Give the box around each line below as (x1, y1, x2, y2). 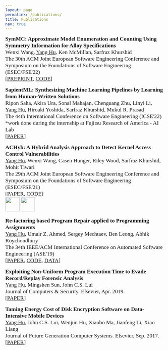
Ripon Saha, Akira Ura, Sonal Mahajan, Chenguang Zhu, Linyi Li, (5, 100, 152, 107)
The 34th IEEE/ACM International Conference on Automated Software (5, 244, 163, 251)
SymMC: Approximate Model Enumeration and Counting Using (5, 35, 157, 42)
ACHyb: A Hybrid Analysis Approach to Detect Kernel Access (5, 144, 151, 151)
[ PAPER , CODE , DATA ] (5, 257, 61, 264)
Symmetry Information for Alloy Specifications (5, 42, 116, 49)
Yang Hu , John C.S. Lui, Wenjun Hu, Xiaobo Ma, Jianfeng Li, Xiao (5, 319, 155, 326)
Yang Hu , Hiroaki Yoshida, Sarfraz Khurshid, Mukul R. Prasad (5, 106, 145, 113)
